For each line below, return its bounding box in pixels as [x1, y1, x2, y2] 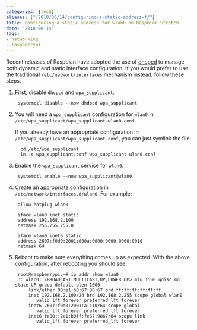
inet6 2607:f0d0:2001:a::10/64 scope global [28, 303, 141, 309]
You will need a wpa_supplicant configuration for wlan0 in [14, 111, 154, 118]
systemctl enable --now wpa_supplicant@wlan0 [17, 173, 132, 179]
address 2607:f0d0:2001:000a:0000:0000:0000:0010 [17, 238, 143, 244]
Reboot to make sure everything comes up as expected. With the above [14, 253, 190, 260]
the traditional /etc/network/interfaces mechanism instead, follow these [6, 71, 185, 78]
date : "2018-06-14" [6, 25, 55, 32]
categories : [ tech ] [6, 8, 55, 15]
